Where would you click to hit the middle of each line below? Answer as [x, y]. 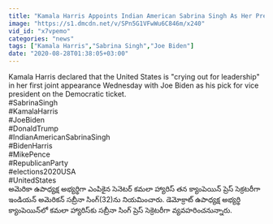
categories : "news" [41, 39]
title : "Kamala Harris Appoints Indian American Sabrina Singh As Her [130, 16]
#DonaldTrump [34, 128]
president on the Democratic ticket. [67, 94]
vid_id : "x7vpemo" [39, 31]
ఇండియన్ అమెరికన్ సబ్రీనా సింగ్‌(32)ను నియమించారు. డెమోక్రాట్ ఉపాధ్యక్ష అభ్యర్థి [125, 199]
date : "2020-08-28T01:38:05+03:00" [69, 54]
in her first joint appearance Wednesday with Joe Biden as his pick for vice [134, 85]
